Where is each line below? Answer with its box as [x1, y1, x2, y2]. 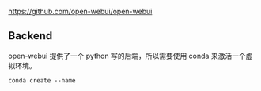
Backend [8, 29, 53, 42]
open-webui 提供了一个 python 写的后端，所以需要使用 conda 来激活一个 [8, 51, 247, 60]
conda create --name [8, 76, 77, 85]
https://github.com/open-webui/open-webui [8, 7, 153, 16]
